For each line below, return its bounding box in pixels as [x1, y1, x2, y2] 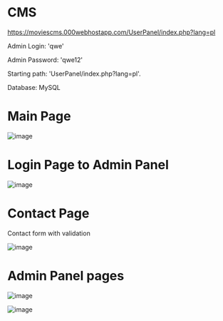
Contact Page [7, 205, 90, 221]
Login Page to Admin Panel [7, 157, 170, 173]
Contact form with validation [7, 229, 90, 238]
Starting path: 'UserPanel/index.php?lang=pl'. [7, 69, 141, 78]
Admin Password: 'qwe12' [7, 55, 83, 64]
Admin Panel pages [7, 267, 125, 284]
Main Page [7, 108, 71, 125]
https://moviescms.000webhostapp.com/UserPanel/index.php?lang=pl [7, 28, 216, 36]
